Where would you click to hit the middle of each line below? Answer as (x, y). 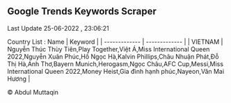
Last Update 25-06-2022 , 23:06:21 (58, 28)
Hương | (19, 79)
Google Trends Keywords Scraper (82, 11)
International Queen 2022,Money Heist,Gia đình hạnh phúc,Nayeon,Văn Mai (116, 71)
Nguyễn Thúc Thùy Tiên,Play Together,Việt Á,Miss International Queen (109, 49)
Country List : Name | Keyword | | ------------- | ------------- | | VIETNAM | (115, 42)
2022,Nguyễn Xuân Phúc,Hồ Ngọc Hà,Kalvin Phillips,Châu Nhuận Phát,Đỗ (113, 56)
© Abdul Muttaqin (33, 92)
